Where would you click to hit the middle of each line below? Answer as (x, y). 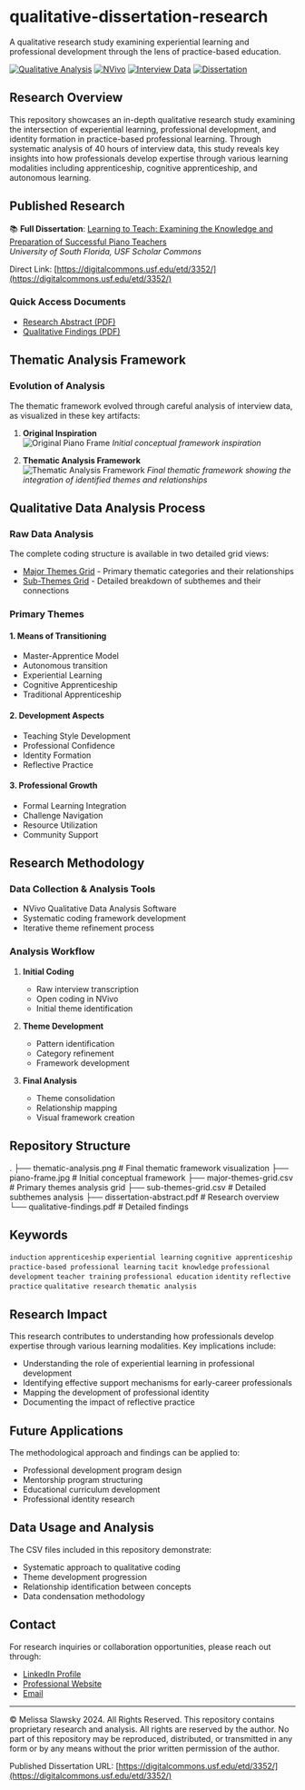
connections (46, 591)
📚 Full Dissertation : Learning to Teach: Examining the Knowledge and (142, 228)
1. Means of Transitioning (58, 636)
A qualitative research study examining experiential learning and (129, 42)
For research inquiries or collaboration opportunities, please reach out (140, 1646)
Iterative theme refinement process (88, 928)
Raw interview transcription (87, 989)
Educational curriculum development (91, 1489)
